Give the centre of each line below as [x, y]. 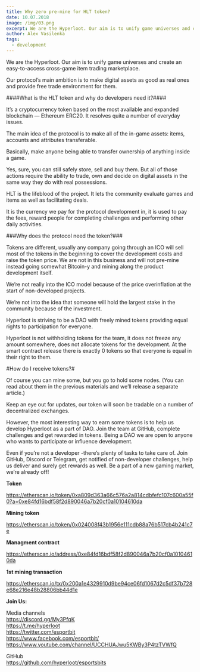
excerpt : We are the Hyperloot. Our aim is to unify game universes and [98, 28]
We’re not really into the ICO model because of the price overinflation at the [99, 284]
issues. [15, 122]
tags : [13, 39]
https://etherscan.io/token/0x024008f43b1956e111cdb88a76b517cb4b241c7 [99, 524]
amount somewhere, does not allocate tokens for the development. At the [96, 344]
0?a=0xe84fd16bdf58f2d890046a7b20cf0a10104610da [74, 501]
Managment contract [33, 542]
